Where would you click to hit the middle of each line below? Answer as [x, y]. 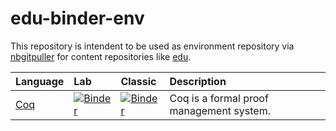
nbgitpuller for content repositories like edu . [101, 56]
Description [198, 81]
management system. [220, 110]
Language [40, 81]
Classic [138, 81]
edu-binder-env [77, 18]
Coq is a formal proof [219, 98]
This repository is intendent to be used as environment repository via [152, 46]
